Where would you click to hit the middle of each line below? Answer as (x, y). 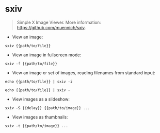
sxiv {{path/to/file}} (28, 46)
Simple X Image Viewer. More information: (59, 22)
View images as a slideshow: (41, 99)
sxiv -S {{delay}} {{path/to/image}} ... (48, 108)
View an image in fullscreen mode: (47, 55)
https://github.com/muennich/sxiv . (51, 27)
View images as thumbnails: (40, 117)
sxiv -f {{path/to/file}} (31, 64)
